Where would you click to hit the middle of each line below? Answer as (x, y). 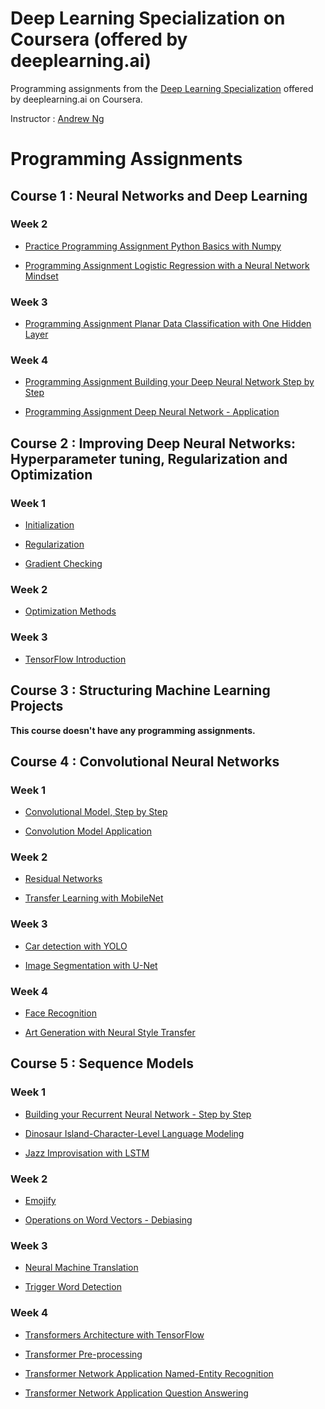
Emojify (40, 1201)
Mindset (41, 276)
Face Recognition (60, 1013)
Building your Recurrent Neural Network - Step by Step (138, 1114)
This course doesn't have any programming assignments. (133, 730)
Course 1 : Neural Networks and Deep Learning (159, 195)
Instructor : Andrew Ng (57, 118)
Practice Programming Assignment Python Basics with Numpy (153, 246)
